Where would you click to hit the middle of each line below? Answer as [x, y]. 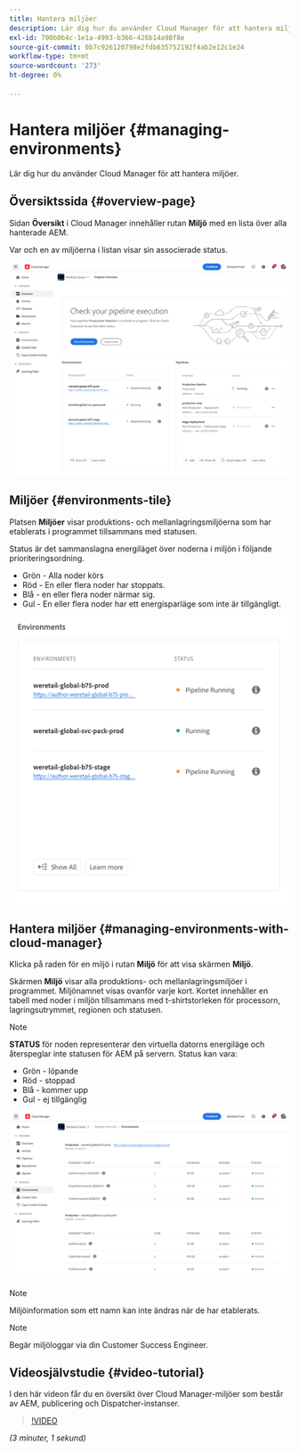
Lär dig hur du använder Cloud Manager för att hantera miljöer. [124, 173]
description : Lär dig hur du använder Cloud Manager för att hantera [141, 28]
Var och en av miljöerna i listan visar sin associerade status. [119, 249]
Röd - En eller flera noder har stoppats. [93, 584]
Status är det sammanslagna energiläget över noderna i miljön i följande [141, 549]
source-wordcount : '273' [55, 66]
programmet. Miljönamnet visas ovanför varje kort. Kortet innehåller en [139, 991]
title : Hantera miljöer [53, 19]
